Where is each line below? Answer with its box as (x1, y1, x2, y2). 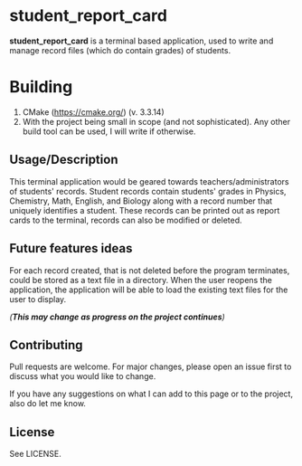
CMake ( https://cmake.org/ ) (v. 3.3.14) (22, 106, 165, 118)
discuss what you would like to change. (9, 371, 156, 382)
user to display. (9, 293, 67, 304)
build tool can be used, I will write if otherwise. (22, 126, 196, 137)
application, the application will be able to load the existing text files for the (9, 284, 288, 295)
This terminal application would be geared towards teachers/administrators (9, 176, 289, 186)
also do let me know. (9, 398, 86, 409)
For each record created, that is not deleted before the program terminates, (9, 264, 290, 276)
